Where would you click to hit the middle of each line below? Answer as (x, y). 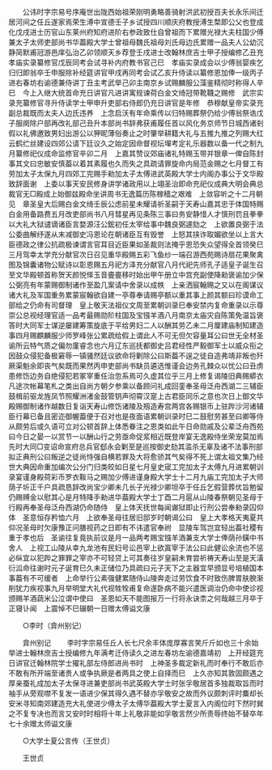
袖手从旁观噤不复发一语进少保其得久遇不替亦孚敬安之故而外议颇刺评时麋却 (132, 693)
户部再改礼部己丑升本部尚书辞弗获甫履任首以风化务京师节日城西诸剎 (150, 123)
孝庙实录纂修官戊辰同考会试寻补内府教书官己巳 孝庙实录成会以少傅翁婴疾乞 (136, 62)
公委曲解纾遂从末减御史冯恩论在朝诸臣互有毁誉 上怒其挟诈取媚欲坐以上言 (132, 234)
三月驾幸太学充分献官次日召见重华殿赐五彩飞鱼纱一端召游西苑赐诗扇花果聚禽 (136, 254)
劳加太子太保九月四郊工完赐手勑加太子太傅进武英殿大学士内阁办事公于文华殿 (136, 173)
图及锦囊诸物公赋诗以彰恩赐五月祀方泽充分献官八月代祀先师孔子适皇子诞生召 (136, 264)
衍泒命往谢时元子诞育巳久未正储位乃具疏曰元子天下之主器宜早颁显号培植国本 (136, 568)
